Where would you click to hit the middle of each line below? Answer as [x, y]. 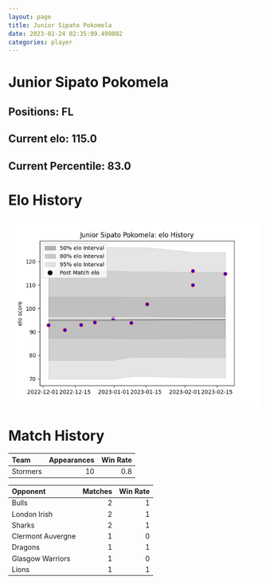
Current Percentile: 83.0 [70, 166]
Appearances [72, 460]
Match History [57, 435]
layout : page [30, 17]
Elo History [45, 200]
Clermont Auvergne [44, 536]
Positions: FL [41, 112]
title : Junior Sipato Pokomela [60, 25]
